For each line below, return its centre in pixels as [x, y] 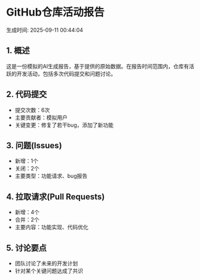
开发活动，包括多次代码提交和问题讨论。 [66, 74]
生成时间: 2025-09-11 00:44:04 [45, 30]
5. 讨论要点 [26, 248]
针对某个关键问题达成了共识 [49, 271]
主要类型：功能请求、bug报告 [51, 176]
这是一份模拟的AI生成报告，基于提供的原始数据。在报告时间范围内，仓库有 [98, 66]
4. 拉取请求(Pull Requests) [56, 197]
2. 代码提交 [27, 94]
